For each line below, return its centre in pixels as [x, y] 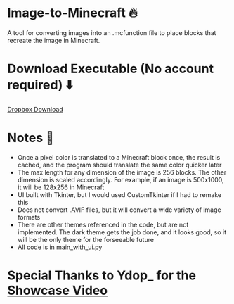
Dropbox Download [35, 109]
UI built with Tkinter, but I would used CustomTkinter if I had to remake [119, 194]
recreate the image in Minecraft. [54, 40]
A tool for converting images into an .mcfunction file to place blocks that [112, 32]
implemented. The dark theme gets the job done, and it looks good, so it [122, 232]
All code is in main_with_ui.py [60, 247]
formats [29, 217]
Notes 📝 [31, 138]
